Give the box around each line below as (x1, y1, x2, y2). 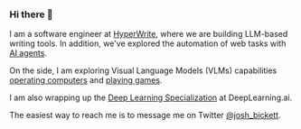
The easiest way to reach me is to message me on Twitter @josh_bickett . (9, 110, 282, 121)
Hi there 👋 (9, 8, 54, 21)
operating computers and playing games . (9, 75, 163, 86)
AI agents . (9, 48, 48, 59)
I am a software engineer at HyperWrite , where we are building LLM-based (9, 29, 288, 40)
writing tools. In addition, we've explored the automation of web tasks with (9, 38, 287, 49)
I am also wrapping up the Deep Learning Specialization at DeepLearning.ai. (9, 92, 293, 103)
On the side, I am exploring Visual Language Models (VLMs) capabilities (9, 65, 277, 76)
